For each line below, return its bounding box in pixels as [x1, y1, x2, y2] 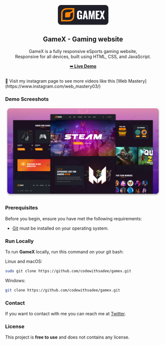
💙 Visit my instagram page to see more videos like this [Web [5, 78, 127, 84]
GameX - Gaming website [42, 35, 124, 44]
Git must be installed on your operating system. [12, 225, 109, 231]
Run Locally [5, 238, 34, 245]
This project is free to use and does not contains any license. [5, 334, 130, 340]
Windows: [5, 277, 26, 283]
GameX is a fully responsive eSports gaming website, [29, 48, 137, 54]
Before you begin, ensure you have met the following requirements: [5, 215, 142, 221]
